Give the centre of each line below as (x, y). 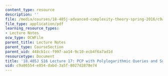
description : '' (22, 14)
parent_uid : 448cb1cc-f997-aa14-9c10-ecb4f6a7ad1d (59, 51)
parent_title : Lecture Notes (35, 42)
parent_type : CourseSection (34, 47)
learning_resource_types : (32, 28)
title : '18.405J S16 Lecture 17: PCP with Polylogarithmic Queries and (81, 61)
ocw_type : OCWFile (24, 38)
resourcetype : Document (30, 56)
